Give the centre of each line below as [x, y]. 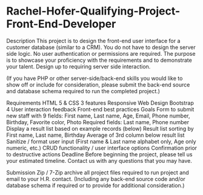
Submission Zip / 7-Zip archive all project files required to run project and [98, 172]
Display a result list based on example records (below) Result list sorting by [100, 128]
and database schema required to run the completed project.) [83, 91]
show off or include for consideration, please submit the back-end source [98, 84]
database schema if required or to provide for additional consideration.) [95, 185]
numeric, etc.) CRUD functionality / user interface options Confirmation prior [102, 148]
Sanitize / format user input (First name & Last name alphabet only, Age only [101, 141]
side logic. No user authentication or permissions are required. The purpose [101, 53]
